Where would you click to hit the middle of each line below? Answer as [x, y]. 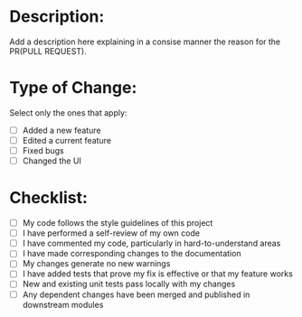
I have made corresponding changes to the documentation [132, 254]
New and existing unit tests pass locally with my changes [129, 284]
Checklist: [49, 198]
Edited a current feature [66, 140]
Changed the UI [52, 161]
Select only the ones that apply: [68, 112]
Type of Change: [73, 88]
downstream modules [63, 304]
